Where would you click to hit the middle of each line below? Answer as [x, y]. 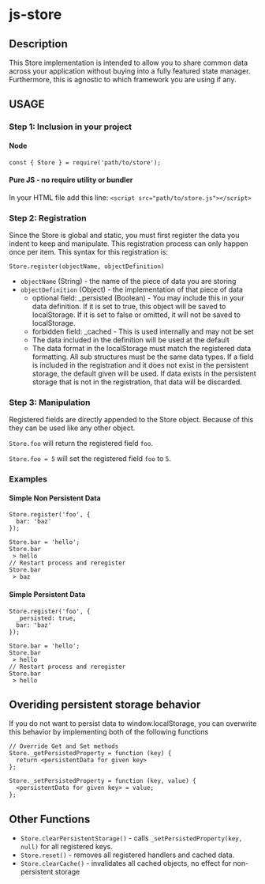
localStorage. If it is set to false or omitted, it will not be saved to [136, 315]
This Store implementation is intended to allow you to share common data [129, 62]
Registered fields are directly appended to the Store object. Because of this [131, 420]
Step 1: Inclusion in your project [71, 127]
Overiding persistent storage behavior [105, 705]
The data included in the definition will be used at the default [131, 340]
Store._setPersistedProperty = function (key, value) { [103, 781]
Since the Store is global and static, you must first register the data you [124, 236]
